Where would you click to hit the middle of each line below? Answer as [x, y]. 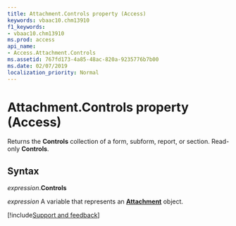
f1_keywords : [26, 27]
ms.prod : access [31, 40]
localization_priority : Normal [53, 72]
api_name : [22, 46]
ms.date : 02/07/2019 [38, 66]
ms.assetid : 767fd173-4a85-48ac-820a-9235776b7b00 [83, 60]
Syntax [23, 171]
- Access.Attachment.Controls [52, 53]
